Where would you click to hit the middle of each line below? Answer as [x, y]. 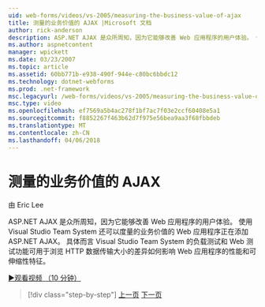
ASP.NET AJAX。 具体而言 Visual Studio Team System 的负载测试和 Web [126, 241]
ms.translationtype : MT [47, 125]
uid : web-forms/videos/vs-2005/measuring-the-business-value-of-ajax [125, 15]
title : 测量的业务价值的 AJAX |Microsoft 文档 [80, 23]
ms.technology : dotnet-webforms [61, 81]
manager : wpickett [38, 52]
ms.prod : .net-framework [49, 89]
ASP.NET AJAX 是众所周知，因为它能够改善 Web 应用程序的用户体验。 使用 [131, 222]
